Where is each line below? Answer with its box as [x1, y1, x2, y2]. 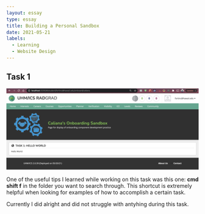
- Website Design [12, 49, 56, 55]
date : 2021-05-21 [6, 29, 51, 35]
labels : [6, 35, 26, 42]
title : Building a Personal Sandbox [6, 23, 99, 29]
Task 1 [6, 72, 31, 82]
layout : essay [6, 10, 43, 16]
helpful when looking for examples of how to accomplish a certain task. [6, 189, 186, 196]
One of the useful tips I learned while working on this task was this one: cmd [6, 176, 199, 183]
